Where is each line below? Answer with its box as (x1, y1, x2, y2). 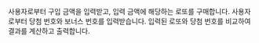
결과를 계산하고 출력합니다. (8, 27, 90, 35)
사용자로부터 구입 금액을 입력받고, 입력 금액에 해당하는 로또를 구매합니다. (8, 7, 230, 16)
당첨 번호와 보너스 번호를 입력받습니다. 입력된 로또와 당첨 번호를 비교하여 (28, 16, 251, 26)
